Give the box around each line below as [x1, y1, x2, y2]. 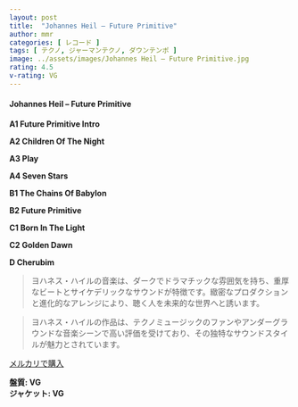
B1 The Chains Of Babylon [9, 187, 107, 198]
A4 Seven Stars [9, 170, 69, 181]
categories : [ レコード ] [9, 37, 101, 47]
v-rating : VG [9, 71, 58, 80]
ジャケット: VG [9, 387, 64, 398]
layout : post [9, 12, 58, 22]
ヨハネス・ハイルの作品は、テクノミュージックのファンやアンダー [30, 316, 273, 327]
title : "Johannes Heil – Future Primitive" [9, 21, 178, 30]
